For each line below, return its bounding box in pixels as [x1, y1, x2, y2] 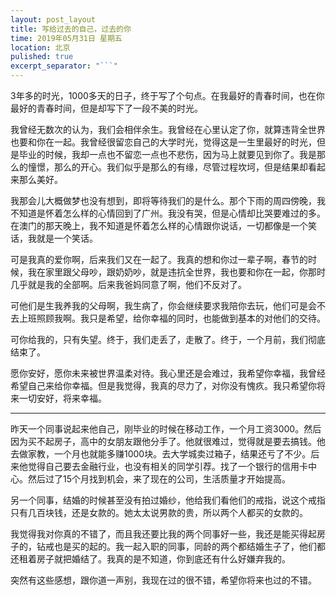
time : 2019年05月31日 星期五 [10, 33, 123, 43]
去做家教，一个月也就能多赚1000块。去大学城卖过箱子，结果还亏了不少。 [10, 448, 312, 460]
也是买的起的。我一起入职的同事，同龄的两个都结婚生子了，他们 [53, 541, 317, 552]
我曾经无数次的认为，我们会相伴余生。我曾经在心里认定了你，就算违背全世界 [10, 124, 326, 135]
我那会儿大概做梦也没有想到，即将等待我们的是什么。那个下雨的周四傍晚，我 [10, 195, 326, 206]
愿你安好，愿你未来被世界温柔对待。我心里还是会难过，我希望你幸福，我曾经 [10, 367, 326, 379]
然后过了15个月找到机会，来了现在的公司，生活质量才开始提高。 [27, 473, 291, 485]
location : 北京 [10, 42, 71, 53]
